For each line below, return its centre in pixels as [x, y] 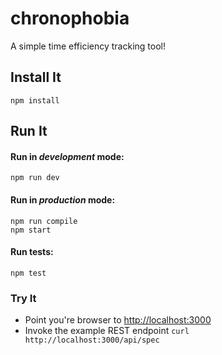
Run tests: [32, 252]
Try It [23, 298]
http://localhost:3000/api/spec [92, 340]
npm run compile [44, 221]
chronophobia [70, 18]
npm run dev [35, 178]
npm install [35, 100]
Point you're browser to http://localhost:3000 [118, 320]
